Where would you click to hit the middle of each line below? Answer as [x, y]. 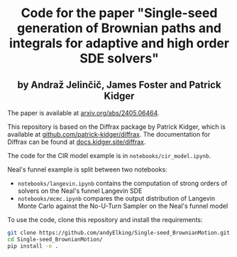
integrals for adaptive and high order [119, 43]
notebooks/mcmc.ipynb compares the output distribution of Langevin [116, 198]
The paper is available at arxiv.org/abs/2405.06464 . [83, 113]
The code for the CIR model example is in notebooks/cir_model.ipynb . [109, 156]
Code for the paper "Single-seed [119, 13]
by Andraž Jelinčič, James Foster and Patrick [119, 84]
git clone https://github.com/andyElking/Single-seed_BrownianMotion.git [119, 233]
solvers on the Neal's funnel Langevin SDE [80, 191]
